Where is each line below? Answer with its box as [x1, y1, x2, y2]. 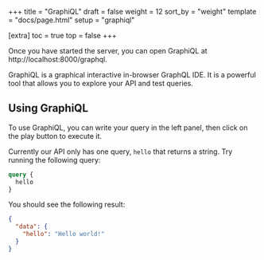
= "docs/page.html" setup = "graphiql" [8, 15, 135, 25]
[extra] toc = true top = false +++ [8, 31, 117, 40]
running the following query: [8, 155, 101, 164]
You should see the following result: [8, 199, 126, 210]
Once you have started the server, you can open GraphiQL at [8, 46, 208, 55]
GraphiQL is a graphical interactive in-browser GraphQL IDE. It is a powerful [8, 70, 256, 79]
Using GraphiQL [8, 101, 89, 115]
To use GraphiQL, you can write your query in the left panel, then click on [8, 123, 248, 132]
